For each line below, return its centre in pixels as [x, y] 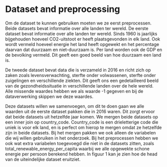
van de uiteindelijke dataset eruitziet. [43, 159]
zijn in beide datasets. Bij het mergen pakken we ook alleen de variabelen [81, 132]
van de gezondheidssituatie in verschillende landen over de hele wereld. [79, 85]
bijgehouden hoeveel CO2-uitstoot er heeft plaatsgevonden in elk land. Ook [83, 39]
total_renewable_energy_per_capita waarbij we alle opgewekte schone [77, 148]
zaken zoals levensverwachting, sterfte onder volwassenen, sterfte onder [81, 75]
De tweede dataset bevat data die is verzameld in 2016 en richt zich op [78, 70]
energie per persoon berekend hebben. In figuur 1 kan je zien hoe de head [81, 154]
